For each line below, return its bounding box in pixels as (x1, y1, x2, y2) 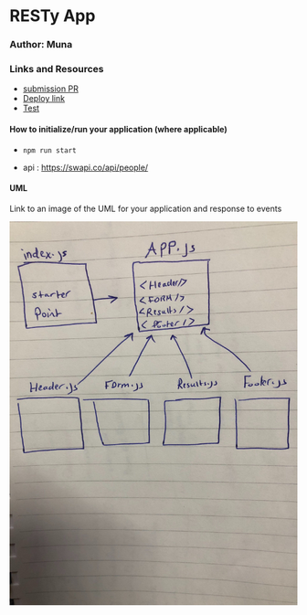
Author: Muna (9, 38, 73, 51)
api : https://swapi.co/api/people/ (22, 162, 149, 173)
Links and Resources (9, 63, 104, 76)
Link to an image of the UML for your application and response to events (9, 203, 282, 214)
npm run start (22, 145, 77, 155)
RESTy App (9, 5, 96, 27)
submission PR (22, 83, 79, 94)
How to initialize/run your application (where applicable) (9, 124, 228, 134)
